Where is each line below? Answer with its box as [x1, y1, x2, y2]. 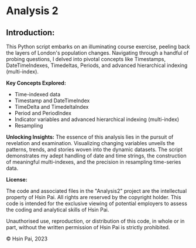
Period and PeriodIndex [14, 110, 72, 116]
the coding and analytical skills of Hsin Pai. [6, 206, 109, 213]
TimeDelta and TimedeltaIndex [14, 103, 89, 110]
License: [6, 176, 27, 183]
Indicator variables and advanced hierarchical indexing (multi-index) [14, 116, 180, 123]
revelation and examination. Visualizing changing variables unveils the [6, 140, 175, 146]
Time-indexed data [14, 91, 61, 98]
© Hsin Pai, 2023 [6, 235, 48, 242]
